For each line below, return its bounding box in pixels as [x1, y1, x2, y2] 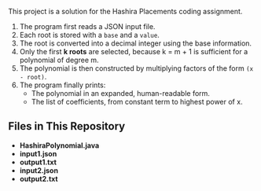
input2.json [19, 165, 59, 175]
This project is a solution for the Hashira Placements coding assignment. [8, 7, 243, 16]
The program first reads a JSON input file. [19, 22, 156, 31]
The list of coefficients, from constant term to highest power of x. [31, 97, 243, 106]
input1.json [19, 149, 57, 158]
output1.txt [19, 157, 57, 167]
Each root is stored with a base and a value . [19, 31, 160, 39]
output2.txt [19, 174, 58, 183]
